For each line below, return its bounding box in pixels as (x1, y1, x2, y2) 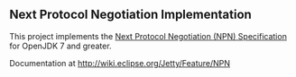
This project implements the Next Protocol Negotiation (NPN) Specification (9, 30, 287, 41)
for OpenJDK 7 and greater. (9, 40, 112, 51)
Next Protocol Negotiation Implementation (9, 7, 253, 22)
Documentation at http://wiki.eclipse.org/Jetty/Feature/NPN (9, 57, 231, 68)
